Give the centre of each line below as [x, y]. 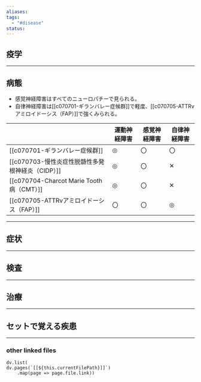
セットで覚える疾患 [42, 326]
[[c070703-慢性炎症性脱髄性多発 [57, 161]
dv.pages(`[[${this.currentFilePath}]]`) [59, 368]
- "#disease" [28, 23]
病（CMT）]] [26, 189]
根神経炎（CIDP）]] [35, 170]
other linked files [31, 350]
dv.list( [17, 363]
